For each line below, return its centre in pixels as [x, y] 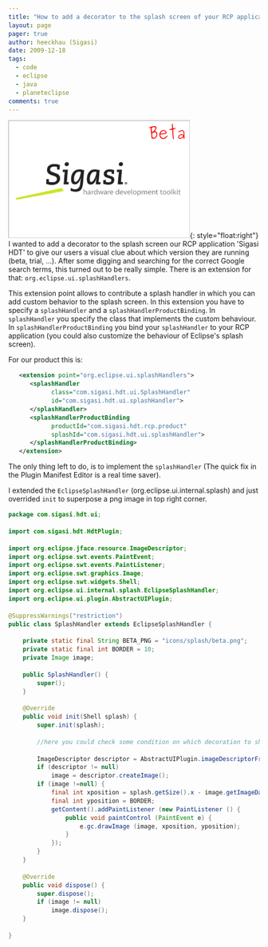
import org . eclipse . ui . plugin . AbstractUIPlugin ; [91, 599]
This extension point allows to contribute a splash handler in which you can [132, 293]
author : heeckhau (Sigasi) [53, 42]
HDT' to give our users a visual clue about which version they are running [129, 252]
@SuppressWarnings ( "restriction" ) [66, 616]
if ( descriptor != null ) [78, 767]
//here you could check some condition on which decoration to [144, 742]
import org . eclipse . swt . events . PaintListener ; [87, 565]
